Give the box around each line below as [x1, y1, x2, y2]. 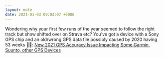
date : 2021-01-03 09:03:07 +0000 [5, 12, 75, 17]
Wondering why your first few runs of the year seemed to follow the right [5, 25, 155, 31]
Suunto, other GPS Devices [5, 47, 61, 53]
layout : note [5, 7, 32, 12]
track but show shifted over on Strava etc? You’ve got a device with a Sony [5, 31, 159, 37]
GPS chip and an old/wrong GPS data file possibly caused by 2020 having [5, 36, 158, 42]
